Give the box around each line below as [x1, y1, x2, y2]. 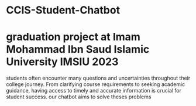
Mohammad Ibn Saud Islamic [6, 43, 150, 56]
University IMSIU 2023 [6, 55, 119, 69]
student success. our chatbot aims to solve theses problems [6, 93, 152, 100]
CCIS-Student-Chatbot [6, 4, 121, 17]
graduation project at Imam [6, 30, 140, 44]
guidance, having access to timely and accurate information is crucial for [6, 87, 182, 94]
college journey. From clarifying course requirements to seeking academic [6, 81, 185, 88]
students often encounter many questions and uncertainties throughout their [6, 74, 191, 82]
